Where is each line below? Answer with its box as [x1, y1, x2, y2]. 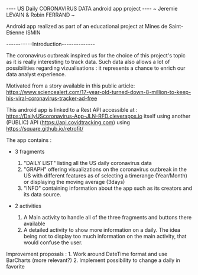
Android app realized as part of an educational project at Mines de [6, 23, 168, 30]
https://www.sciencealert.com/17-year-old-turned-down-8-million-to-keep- [6, 89, 191, 95]
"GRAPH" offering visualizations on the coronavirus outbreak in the [23, 166, 187, 173]
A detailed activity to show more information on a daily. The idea [23, 227, 180, 233]
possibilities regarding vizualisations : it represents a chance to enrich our [6, 64, 186, 72]
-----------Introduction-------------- [6, 41, 96, 47]
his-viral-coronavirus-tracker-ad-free [6, 95, 98, 102]
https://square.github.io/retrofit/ [6, 125, 84, 132]
